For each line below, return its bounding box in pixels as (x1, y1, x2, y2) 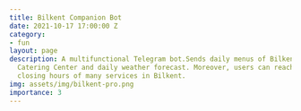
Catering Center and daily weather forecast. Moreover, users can (17, 64, 271, 73)
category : (9, 30, 47, 38)
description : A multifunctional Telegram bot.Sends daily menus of (9, 55, 267, 64)
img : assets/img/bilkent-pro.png (9, 80, 134, 89)
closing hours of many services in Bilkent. (17, 72, 186, 81)
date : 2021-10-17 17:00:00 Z (9, 21, 118, 30)
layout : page (9, 47, 58, 55)
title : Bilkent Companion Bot (9, 13, 123, 22)
